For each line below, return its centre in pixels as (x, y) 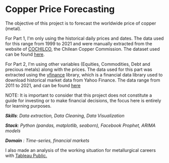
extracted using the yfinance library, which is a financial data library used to (84, 74)
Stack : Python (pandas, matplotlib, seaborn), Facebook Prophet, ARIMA (80, 125)
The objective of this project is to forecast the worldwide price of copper (81, 23)
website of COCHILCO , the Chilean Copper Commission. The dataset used (82, 49)
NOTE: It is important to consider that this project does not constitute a (79, 95)
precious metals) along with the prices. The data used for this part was (79, 69)
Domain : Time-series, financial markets (47, 140)
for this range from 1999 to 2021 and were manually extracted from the (79, 43)
